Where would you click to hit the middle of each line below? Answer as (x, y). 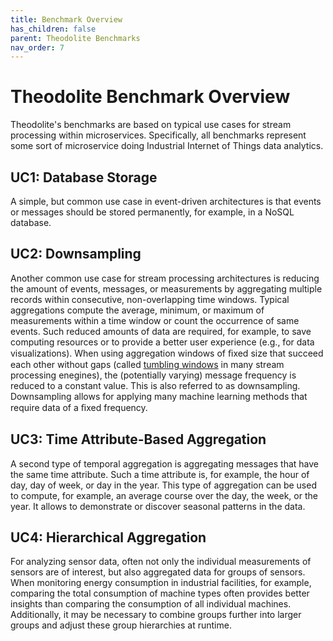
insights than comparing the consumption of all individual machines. (151, 604)
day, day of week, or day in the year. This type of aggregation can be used (163, 485)
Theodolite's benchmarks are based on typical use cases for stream (151, 125)
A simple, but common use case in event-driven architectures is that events (166, 201)
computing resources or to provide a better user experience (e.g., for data (162, 342)
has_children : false (53, 29)
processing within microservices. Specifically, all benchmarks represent (158, 135)
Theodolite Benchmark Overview (150, 97)
